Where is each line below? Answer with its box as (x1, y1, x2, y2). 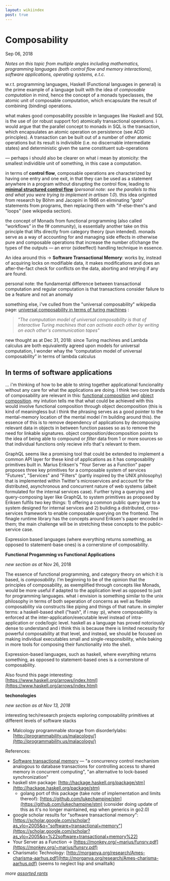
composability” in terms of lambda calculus (5, 354, 96, 360)
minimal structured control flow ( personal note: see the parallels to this (5, 186, 156, 193)
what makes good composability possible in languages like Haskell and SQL (5, 113, 164, 119)
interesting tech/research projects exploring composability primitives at (5, 712, 155, 718)
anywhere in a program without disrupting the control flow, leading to (5, 181, 150, 187)
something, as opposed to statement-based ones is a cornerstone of (5, 656, 149, 663)
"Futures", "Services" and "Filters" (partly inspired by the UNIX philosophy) (5, 473, 162, 479)
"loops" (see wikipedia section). (5, 208, 72, 214)
